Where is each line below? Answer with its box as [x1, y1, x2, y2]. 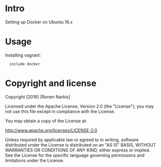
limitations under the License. [5, 157, 64, 163]
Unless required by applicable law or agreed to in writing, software [5, 137, 139, 143]
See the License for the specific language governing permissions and [5, 152, 145, 158]
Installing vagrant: [5, 52, 41, 58]
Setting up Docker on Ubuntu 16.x [5, 19, 73, 25]
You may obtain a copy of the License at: [5, 118, 87, 124]
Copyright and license [5, 78, 97, 89]
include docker [9, 61, 40, 66]
